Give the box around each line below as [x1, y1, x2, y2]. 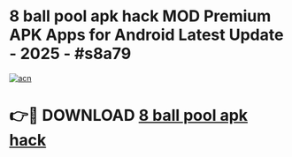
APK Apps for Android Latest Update [9, 25, 284, 45]
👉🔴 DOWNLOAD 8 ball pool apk [9, 106, 249, 125]
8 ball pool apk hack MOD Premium [9, 6, 272, 26]
